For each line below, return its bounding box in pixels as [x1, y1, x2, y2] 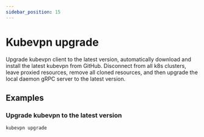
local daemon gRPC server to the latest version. [5, 75, 126, 83]
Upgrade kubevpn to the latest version [5, 111, 122, 119]
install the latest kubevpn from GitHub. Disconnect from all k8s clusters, [5, 62, 187, 69]
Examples [5, 92, 44, 103]
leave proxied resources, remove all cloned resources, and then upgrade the [5, 68, 198, 76]
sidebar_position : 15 [5, 9, 61, 15]
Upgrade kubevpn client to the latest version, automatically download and [5, 56, 192, 63]
